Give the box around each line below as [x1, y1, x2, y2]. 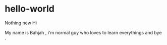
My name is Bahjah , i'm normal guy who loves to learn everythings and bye [5, 29, 162, 35]
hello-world [5, 3, 55, 15]
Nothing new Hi [5, 20, 37, 26]
